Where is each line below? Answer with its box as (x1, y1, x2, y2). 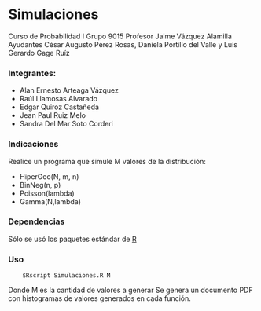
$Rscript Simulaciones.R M (22, 272, 111, 280)
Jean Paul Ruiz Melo (19, 111, 86, 120)
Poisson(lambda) (19, 188, 75, 198)
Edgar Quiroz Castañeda (19, 102, 100, 112)
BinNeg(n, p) (19, 180, 61, 189)
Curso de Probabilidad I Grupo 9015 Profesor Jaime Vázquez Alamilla (8, 31, 232, 41)
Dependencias (8, 216, 65, 227)
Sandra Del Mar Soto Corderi (19, 119, 114, 129)
